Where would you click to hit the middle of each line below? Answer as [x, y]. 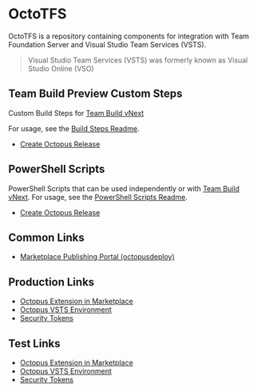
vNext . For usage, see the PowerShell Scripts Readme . [98, 197]
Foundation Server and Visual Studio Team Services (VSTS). [107, 44]
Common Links [47, 237]
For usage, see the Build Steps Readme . [74, 128]
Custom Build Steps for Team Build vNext [76, 113]
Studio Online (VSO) [61, 68]
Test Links [34, 344]
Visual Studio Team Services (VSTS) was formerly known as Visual [138, 60]
